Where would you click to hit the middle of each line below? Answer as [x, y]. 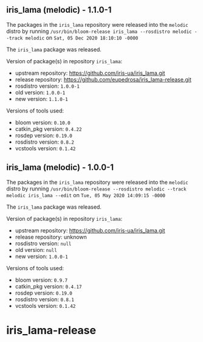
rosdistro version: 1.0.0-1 [47, 86]
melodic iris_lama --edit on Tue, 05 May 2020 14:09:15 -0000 [86, 195]
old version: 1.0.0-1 [40, 92]
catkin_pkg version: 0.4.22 [48, 129]
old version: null [36, 250]
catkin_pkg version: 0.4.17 [48, 286]
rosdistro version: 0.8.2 [45, 142]
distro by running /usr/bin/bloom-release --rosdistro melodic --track [96, 189]
